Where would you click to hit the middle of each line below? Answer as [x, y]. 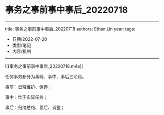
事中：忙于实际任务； [26, 97]
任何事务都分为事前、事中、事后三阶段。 [46, 76]
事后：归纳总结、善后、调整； [35, 107]
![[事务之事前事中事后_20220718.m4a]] [44, 66]
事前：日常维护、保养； [29, 87]
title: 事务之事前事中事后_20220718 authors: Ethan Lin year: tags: [70, 29]
